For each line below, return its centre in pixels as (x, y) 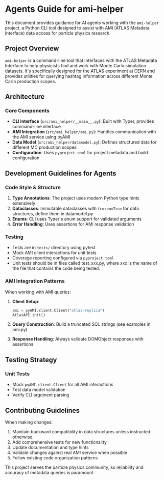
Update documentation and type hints (50, 447)
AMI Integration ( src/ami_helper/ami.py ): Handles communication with (84, 132)
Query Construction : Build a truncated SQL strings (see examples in (81, 324)
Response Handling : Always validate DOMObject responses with (78, 339)
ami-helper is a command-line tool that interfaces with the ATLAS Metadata (81, 60)
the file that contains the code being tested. (56, 268)
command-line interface (36, 127)
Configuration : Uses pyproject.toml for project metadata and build (80, 153)
